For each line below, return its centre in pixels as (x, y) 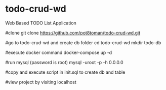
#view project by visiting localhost (41, 82)
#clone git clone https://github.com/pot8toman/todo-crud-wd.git (73, 33)
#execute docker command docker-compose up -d (59, 52)
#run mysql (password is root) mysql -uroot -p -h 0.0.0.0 (64, 62)
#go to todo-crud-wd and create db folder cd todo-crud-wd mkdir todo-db (83, 42)
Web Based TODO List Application (41, 23)
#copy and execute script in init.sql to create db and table (65, 72)
